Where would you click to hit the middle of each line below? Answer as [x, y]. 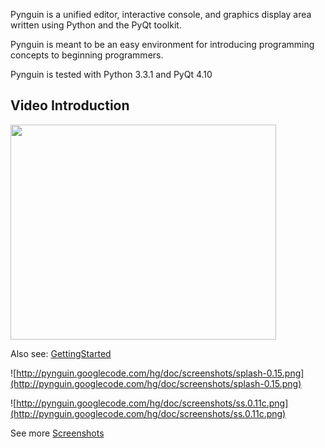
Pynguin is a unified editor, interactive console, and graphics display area [161, 14]
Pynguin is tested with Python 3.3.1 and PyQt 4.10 [111, 74]
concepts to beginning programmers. [87, 55]
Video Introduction [70, 105]
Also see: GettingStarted [61, 353]
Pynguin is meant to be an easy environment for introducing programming [162, 44]
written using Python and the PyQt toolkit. [96, 25]
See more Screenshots [57, 433]
